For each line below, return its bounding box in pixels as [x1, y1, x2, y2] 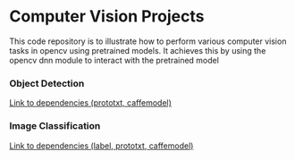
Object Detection [9, 77, 85, 89]
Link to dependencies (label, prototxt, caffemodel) [9, 140, 194, 151]
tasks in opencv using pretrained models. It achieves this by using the [9, 45, 266, 55]
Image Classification [9, 120, 101, 132]
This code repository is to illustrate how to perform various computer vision [9, 36, 287, 46]
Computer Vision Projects [9, 6, 205, 27]
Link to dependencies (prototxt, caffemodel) [9, 97, 173, 108]
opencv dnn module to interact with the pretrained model [9, 55, 219, 65]
